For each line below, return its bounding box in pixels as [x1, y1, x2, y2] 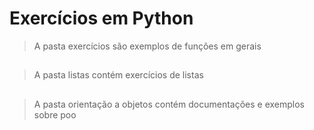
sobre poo [33, 108, 77, 121]
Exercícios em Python [9, 7, 194, 30]
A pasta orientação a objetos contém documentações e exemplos [33, 98, 305, 110]
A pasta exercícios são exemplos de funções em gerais [33, 40, 262, 52]
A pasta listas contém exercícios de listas [33, 69, 204, 81]
